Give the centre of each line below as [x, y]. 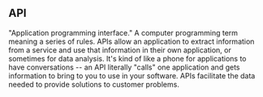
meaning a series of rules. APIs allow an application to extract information [131, 41]
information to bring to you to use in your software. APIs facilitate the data [132, 75]
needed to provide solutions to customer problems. [94, 84]
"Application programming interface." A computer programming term [123, 32]
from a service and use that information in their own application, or [120, 50]
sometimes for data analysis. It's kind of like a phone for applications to [127, 58]
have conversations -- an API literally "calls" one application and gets [124, 67]
